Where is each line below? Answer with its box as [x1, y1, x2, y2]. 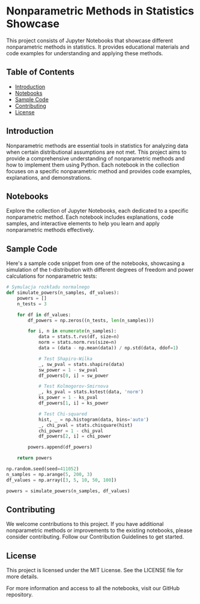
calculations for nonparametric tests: [6, 272, 97, 280]
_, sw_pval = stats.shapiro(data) [38, 361, 125, 367]
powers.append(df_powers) [28, 444, 93, 450]
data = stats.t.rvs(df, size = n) [38, 334, 120, 340]
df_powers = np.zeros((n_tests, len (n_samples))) [28, 317, 154, 323]
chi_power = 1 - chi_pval [38, 428, 103, 434]
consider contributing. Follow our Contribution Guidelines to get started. [6, 533, 184, 540]
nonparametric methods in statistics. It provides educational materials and [6, 43, 190, 50]
